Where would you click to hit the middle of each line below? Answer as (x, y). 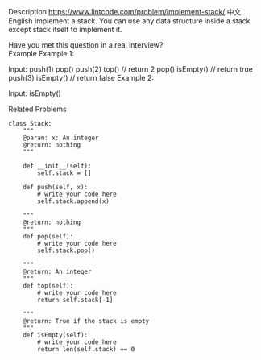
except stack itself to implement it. (65, 29)
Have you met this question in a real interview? (86, 45)
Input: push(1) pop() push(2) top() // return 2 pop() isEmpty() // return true (131, 69)
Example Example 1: (41, 54)
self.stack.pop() (66, 250)
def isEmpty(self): (56, 335)
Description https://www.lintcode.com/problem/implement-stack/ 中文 (125, 12)
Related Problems (37, 109)
